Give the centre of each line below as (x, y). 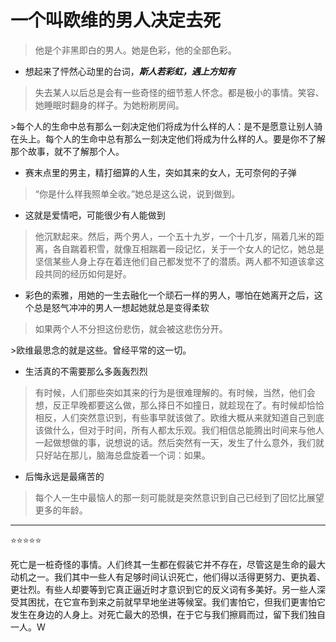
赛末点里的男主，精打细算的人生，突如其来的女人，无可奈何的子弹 (160, 172)
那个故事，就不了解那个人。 (67, 151)
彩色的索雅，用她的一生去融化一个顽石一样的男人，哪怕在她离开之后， (169, 295)
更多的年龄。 (61, 510)
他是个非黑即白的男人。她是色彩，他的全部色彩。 (135, 50)
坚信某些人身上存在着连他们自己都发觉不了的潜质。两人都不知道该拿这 (179, 261)
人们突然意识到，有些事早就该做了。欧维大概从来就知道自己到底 (193, 417)
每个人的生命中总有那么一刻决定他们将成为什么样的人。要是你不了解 (185, 138)
